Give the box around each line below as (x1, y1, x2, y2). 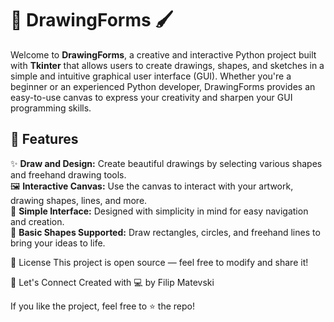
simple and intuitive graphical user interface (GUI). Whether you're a (10, 70, 292, 82)
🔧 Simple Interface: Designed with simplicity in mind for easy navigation (10, 205, 309, 217)
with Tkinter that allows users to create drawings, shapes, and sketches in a (10, 59, 325, 71)
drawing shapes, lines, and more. (10, 194, 148, 206)
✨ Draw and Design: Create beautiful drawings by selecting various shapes (10, 157, 323, 169)
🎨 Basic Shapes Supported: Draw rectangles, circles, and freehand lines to (10, 226, 321, 238)
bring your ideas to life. (10, 237, 106, 249)
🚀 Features (10, 131, 79, 148)
